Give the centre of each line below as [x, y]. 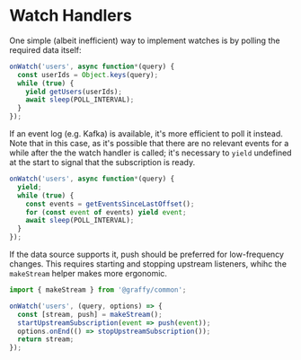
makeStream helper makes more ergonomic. [89, 274]
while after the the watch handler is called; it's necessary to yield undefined [150, 153]
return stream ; [46, 339]
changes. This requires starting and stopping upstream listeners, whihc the [148, 264]
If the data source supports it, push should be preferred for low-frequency [147, 255]
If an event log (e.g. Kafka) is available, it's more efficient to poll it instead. [146, 134]
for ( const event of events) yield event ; [106, 212]
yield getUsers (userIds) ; [74, 92]
